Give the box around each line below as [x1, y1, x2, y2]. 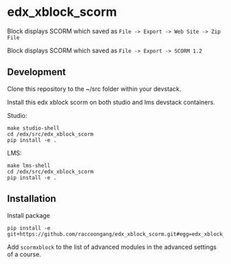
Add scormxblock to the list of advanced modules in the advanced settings [7, 243, 217, 251]
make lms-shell [7, 162, 51, 169]
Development [7, 66, 67, 78]
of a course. [7, 250, 41, 258]
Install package [7, 211, 50, 219]
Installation [7, 193, 56, 205]
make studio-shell [7, 125, 60, 132]
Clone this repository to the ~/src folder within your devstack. [7, 84, 181, 93]
